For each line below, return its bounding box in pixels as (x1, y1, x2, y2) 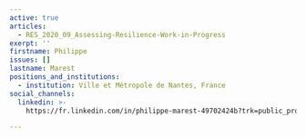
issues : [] (9, 55, 51, 64)
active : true (9, 13, 59, 23)
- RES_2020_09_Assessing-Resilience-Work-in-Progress (17, 30, 226, 39)
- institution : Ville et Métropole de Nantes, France (17, 81, 226, 90)
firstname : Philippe (9, 47, 88, 56)
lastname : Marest (9, 64, 76, 73)
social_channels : (9, 89, 76, 98)
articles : (9, 22, 47, 31)
